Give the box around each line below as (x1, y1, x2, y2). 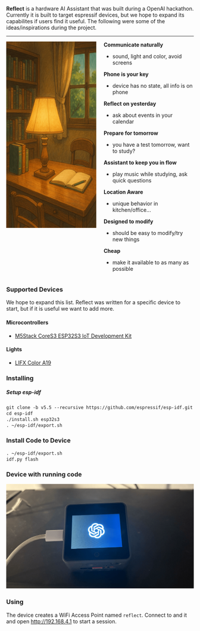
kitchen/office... (112, 206, 151, 214)
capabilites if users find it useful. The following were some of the (6, 18, 165, 24)
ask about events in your (112, 112, 173, 119)
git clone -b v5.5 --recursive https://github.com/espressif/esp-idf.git (6, 404, 193, 410)
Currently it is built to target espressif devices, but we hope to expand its (6, 11, 185, 18)
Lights (6, 346, 23, 353)
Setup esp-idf (6, 389, 42, 396)
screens (112, 59, 133, 66)
